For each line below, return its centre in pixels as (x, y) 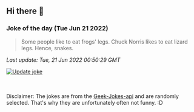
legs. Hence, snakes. (47, 48)
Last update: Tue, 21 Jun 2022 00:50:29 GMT (63, 60)
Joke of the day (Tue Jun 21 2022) (57, 28)
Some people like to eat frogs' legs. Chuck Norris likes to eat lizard (104, 41)
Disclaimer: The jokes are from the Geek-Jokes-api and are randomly (92, 96)
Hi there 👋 (25, 11)
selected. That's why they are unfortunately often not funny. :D (85, 102)
